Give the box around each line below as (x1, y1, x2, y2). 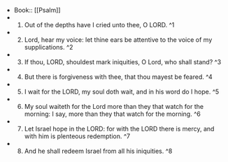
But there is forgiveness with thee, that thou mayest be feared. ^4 (24, 73, 213, 81)
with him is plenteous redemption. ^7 (24, 132, 131, 140)
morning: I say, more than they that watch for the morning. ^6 (24, 110, 201, 118)
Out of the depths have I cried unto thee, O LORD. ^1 (24, 21, 175, 29)
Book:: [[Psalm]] (13, 6, 61, 14)
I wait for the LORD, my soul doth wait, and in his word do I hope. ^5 (24, 87, 220, 96)
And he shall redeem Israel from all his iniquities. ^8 (24, 147, 173, 155)
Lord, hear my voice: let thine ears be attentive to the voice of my (24, 36, 213, 44)
